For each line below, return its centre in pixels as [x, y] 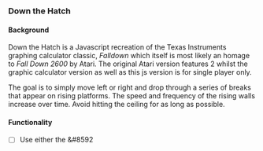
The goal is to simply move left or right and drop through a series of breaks [130, 87]
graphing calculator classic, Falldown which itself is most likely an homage [129, 56]
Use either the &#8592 [56, 140]
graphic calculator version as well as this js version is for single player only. [130, 72]
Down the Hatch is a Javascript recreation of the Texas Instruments [117, 47]
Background [29, 30]
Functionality [30, 122]
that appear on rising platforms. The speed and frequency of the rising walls [132, 96]
